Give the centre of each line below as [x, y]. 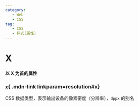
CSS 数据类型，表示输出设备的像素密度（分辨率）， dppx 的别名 [70, 98]
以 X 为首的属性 [21, 73]
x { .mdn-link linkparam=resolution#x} [53, 86]
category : [16, 10]
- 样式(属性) [24, 33]
